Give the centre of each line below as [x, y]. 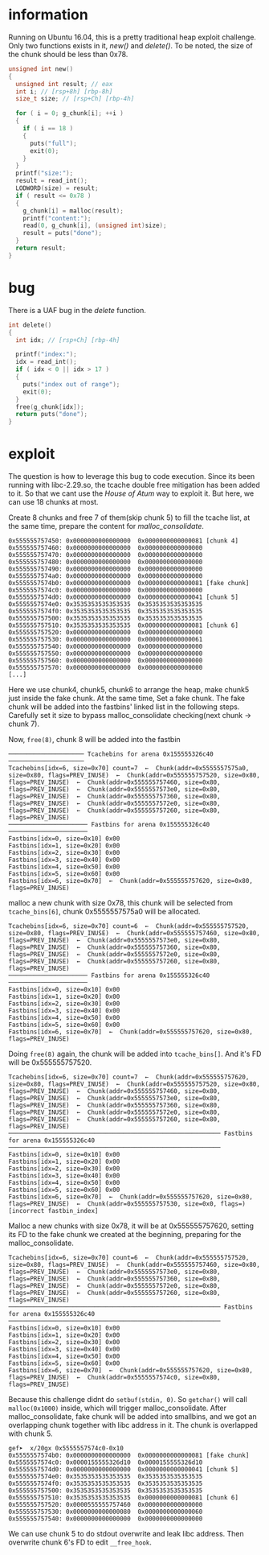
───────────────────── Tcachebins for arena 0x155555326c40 [111, 754]
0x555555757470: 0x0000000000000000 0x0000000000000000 [106, 555]
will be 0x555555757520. [50, 1062]
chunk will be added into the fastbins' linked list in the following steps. [124, 707]
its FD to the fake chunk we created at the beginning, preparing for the [125, 1235]
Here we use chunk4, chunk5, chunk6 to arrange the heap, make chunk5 [129, 690]
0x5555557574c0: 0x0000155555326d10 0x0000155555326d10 [106, 1462]
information [48, 15]
